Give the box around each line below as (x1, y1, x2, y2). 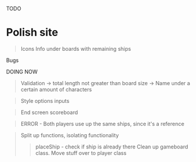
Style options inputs (20, 97, 70, 104)
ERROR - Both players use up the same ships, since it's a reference (20, 120, 185, 127)
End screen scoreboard (20, 109, 78, 116)
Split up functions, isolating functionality (20, 131, 120, 138)
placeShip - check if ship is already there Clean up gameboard (35, 143, 188, 150)
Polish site (6, 26, 58, 39)
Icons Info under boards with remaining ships (20, 45, 131, 52)
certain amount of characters (20, 86, 92, 93)
